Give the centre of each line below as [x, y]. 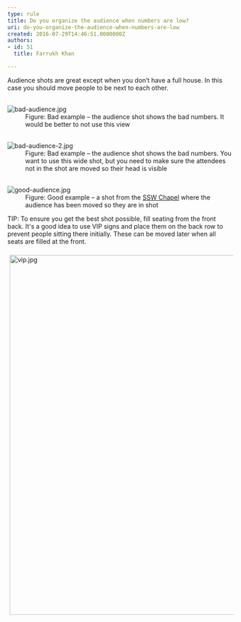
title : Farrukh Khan [44, 54]
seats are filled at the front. [47, 241]
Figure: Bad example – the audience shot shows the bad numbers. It [125, 116]
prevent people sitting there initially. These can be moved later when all [112, 234]
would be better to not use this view [77, 124]
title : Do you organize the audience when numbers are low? [98, 21]
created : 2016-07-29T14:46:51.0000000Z [66, 34]
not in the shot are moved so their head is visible [96, 168]
